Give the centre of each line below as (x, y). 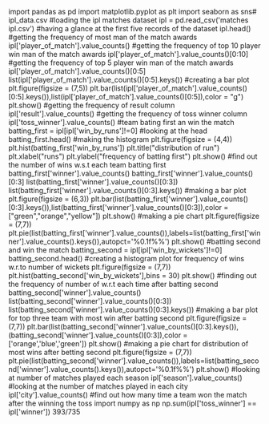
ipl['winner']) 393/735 (44, 412)
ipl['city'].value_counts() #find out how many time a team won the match (128, 395)
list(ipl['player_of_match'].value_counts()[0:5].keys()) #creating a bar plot (129, 80)
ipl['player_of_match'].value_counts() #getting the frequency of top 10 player (134, 46)
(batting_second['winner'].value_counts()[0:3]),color (95, 335)
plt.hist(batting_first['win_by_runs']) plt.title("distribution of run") (114, 148)
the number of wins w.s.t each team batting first (87, 165)
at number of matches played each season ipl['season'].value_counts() (125, 378)
